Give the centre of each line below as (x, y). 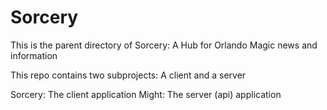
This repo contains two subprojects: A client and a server (128, 75)
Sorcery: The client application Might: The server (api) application (146, 94)
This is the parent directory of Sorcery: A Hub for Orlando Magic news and (164, 45)
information (34, 55)
